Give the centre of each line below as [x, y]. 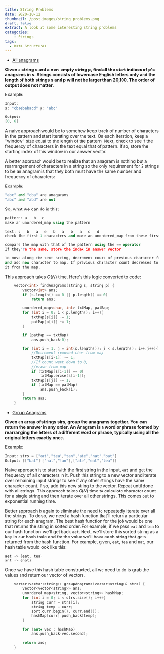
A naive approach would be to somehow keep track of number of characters [82, 131]
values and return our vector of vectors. [45, 575]
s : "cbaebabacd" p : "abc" [31, 108]
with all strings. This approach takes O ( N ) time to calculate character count [81, 490]
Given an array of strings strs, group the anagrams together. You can [76, 422]
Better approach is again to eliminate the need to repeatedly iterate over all [80, 511]
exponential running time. [31, 501]
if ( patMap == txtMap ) [46, 335]
